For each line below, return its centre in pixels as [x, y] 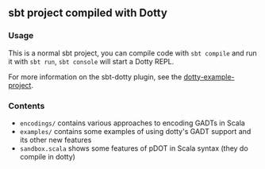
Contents [27, 106]
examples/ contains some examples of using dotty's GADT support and [135, 131]
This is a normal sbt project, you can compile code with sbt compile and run [133, 53]
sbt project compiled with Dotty [88, 13]
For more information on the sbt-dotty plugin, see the [95, 77]
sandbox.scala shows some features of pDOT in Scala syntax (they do [134, 148]
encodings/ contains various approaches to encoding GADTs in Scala [132, 123]
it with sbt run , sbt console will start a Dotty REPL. [91, 61]
